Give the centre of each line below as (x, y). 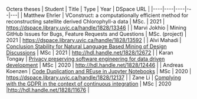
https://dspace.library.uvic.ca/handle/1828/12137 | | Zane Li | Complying (93, 77)
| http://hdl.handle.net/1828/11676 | (48, 90)
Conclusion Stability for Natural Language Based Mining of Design (86, 46)
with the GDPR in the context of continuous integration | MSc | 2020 (89, 84)
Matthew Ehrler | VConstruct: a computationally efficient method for (106, 15)
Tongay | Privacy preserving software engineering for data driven (86, 59)
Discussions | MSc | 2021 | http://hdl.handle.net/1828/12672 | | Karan (90, 52)
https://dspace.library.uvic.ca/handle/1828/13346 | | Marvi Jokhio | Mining (96, 28)
